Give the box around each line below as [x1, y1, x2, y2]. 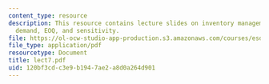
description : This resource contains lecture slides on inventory [8, 19, 235, 27]
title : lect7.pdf [8, 57, 66, 65]
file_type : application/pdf [8, 42, 102, 50]
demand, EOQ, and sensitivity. [15, 26, 120, 34]
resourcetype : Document [8, 49, 88, 57]
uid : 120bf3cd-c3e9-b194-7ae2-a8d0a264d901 [8, 64, 156, 72]
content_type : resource [8, 11, 88, 20]
